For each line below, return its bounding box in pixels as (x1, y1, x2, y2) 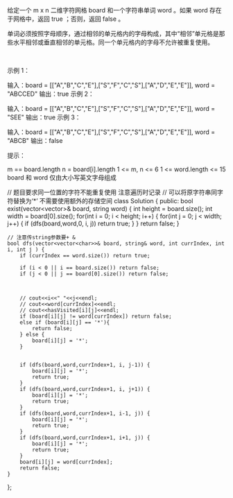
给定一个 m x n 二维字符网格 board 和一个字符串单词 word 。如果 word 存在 (7, 6, 222, 14)
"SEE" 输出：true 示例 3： (7, 113, 81, 121)
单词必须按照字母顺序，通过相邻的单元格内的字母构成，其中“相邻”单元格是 (7, 30, 220, 37)
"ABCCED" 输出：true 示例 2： (7, 89, 95, 98)
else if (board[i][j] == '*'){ (19, 319, 110, 326)
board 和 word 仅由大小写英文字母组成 (7, 173, 116, 182)
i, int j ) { (7, 246, 45, 253)
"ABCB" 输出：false (7, 137, 63, 144)
